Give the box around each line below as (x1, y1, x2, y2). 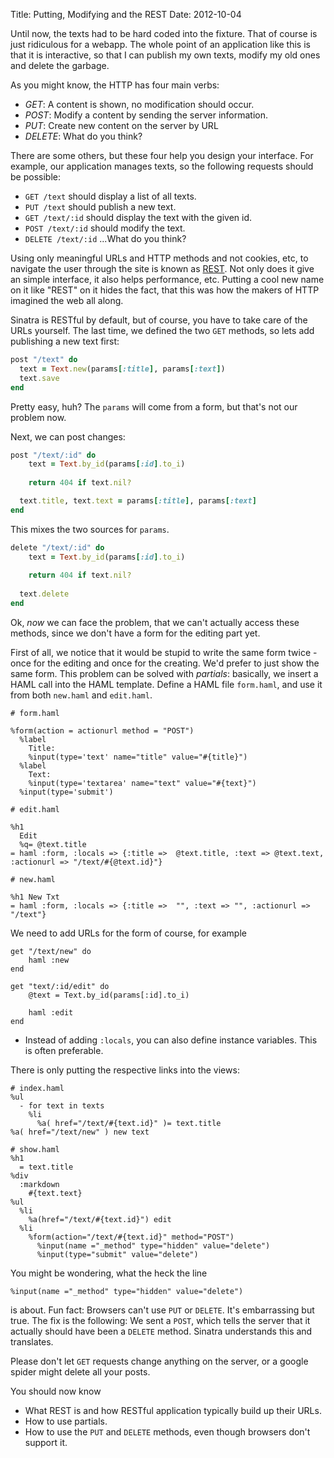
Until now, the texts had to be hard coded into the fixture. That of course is (10, 28, 318, 39)
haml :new (28, 955, 70, 965)
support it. (24, 1436, 68, 1448)
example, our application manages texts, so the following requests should (10, 160, 314, 172)
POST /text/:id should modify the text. (24, 222, 186, 234)
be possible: (10, 171, 61, 183)
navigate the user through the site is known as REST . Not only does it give (10, 263, 315, 274)
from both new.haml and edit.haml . (10, 689, 153, 701)
